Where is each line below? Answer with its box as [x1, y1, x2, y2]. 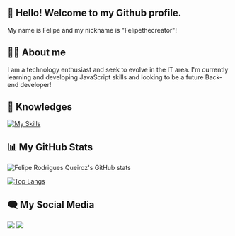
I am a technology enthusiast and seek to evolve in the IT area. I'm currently [7, 65, 229, 74]
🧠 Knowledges [7, 101, 73, 113]
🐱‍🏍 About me [7, 47, 66, 59]
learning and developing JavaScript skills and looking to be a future [7, 72, 204, 82]
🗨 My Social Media [7, 198, 95, 210]
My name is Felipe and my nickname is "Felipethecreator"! [7, 26, 177, 34]
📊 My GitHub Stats [7, 141, 93, 153]
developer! [20, 80, 52, 89]
